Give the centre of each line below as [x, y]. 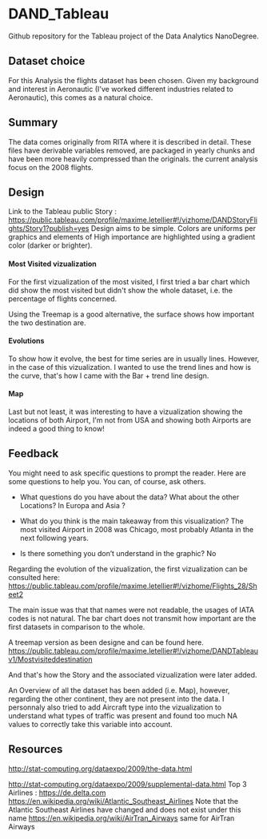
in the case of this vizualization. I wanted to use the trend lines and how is [130, 367]
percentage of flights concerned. [63, 298]
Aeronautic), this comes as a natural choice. [81, 97]
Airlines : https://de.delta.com [57, 793]
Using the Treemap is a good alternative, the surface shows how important [131, 314]
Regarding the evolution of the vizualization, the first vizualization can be [128, 569]
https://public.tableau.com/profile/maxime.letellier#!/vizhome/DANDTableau [133, 650]
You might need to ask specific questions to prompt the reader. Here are [127, 473]
